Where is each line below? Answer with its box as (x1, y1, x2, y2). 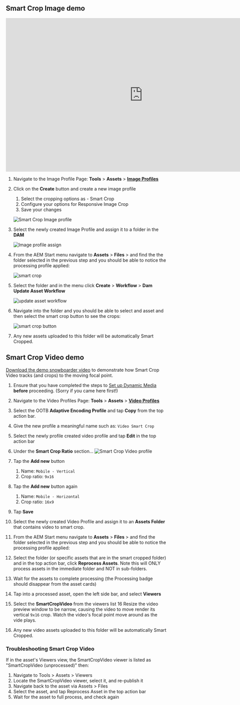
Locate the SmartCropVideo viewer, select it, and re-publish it (13, 677, 143, 683)
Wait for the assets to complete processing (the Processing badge (13, 575, 153, 582)
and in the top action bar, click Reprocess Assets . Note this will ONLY (13, 560, 161, 566)
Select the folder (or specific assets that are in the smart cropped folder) (13, 554, 166, 561)
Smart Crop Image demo (6, 4, 85, 13)
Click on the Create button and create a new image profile (13, 185, 136, 191)
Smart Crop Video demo (6, 353, 84, 362)
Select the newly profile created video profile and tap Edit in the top (13, 433, 157, 439)
